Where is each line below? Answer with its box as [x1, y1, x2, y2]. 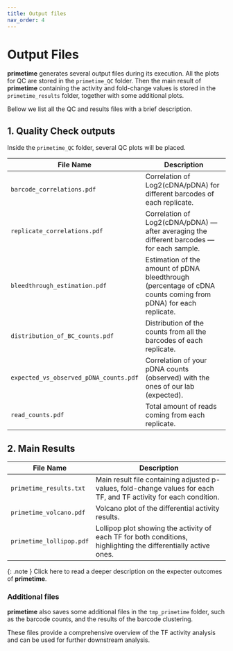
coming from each [145, 410, 205, 420]
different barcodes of [145, 189, 215, 198]
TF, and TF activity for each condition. [96, 492, 220, 502]
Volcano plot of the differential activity [96, 504, 220, 514]
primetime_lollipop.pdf [10, 537, 89, 546]
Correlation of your [145, 355, 207, 365]
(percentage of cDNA [145, 281, 216, 291]
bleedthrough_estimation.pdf [10, 282, 107, 290]
